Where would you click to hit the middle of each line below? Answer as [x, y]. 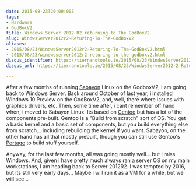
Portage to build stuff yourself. [43, 143]
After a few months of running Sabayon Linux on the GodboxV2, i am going [96, 87]
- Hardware [19, 22]
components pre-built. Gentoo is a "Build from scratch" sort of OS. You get [96, 118]
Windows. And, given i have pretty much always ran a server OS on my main [98, 160]
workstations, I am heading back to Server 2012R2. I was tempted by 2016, [96, 167]
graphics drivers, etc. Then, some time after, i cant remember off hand [90, 106]
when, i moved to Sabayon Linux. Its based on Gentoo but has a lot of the [94, 112]
